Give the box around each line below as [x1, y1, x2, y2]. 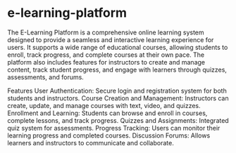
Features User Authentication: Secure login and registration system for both [7, 86, 227, 95]
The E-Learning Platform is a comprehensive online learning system [7, 28, 204, 36]
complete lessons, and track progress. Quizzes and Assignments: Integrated [7, 116, 229, 124]
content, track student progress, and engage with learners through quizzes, [7, 65, 228, 74]
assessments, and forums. [7, 72, 85, 81]
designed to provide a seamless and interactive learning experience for [7, 35, 214, 44]
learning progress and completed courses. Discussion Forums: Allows [7, 131, 211, 140]
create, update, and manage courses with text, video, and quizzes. [7, 101, 201, 109]
